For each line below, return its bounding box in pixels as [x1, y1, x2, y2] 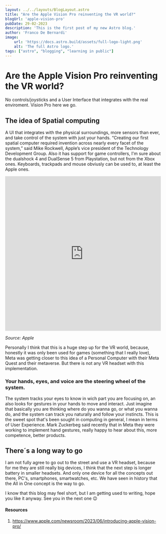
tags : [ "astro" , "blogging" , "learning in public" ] [5, 49, 114, 53]
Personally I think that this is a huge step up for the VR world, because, [5, 344, 150, 350]
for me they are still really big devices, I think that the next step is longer [5, 465, 152, 471]
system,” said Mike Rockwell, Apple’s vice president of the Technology [5, 146, 149, 151]
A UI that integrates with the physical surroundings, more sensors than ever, [5, 130, 160, 136]
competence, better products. [5, 432, 66, 438]
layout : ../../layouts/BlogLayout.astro [5, 7, 90, 12]
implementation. [5, 366, 38, 372]
